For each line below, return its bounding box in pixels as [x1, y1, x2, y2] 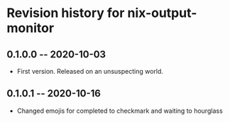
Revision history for [6, 5, 125, 21]
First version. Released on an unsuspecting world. [16, 67, 164, 75]
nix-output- [127, 5, 197, 21]
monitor [6, 20, 55, 36]
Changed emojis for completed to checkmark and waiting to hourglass [16, 106, 223, 115]
